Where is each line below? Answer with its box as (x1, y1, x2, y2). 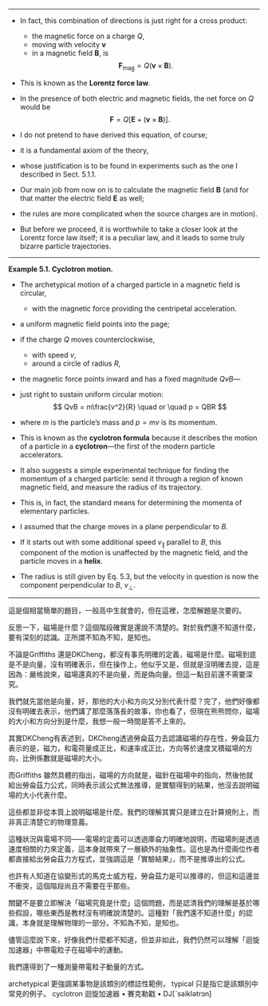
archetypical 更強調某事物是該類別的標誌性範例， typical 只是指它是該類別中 (8, 979, 259, 988)
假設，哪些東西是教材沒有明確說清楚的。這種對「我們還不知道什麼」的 (14, 908, 246, 918)
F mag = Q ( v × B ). (118, 61, 174, 72)
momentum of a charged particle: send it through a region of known (19, 473, 243, 483)
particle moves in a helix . (19, 556, 103, 565)
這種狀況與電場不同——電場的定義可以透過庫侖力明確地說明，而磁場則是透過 (8, 834, 260, 844)
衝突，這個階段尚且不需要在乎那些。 (14, 881, 134, 891)
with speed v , (31, 350, 77, 359)
